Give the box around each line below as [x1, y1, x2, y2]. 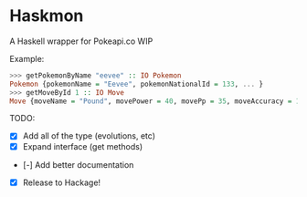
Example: [9, 53, 45, 64]
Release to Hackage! [22, 177, 101, 188]
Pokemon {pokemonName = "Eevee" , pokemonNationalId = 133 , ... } [9, 79, 263, 88]
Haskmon [9, 5, 84, 26]
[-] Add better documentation [22, 159, 134, 170]
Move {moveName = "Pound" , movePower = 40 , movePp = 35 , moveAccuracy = [9, 97, 292, 106]
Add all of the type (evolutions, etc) [22, 130, 156, 141]
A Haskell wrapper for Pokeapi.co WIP [9, 36, 153, 47]
